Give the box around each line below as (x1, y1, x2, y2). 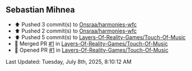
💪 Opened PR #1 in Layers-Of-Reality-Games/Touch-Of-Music (14, 46, 169, 54)
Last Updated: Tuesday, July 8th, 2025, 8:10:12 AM (5, 58, 132, 65)
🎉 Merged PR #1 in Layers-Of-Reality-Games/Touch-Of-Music (14, 40, 168, 47)
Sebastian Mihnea (5, 5, 75, 15)
